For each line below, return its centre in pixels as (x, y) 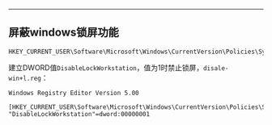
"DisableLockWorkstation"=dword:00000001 (79, 114)
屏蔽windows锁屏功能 (64, 33)
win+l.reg (25, 78)
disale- (216, 68)
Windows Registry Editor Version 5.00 (74, 93)
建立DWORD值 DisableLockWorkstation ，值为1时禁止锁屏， (106, 67)
